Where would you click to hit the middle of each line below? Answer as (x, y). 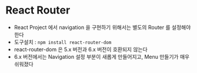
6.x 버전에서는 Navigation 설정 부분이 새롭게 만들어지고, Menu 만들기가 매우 (102, 57)
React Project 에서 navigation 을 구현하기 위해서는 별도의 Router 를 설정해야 (102, 27)
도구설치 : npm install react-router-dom (63, 42)
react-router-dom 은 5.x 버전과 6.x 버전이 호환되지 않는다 (81, 49)
